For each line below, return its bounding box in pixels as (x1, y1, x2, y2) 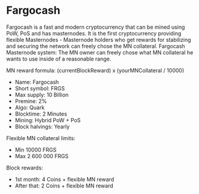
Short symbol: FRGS (14, 84, 65, 92)
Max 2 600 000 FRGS (14, 152, 69, 159)
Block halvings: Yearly (14, 123, 70, 130)
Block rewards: (6, 164, 43, 171)
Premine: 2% (14, 97, 47, 105)
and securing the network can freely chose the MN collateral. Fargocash (6, 43, 185, 50)
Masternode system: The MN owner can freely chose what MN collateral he (6, 48, 194, 56)
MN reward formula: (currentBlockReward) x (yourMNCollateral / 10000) (6, 66, 185, 74)
